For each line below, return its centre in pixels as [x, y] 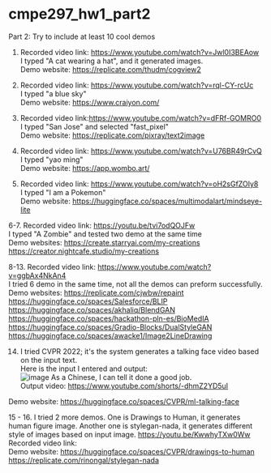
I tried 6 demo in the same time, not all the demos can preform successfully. [135, 283]
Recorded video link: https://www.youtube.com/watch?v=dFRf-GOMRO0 [141, 117]
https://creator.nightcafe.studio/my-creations [84, 251]
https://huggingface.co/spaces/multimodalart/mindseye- [167, 201]
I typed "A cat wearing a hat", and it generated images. [112, 61]
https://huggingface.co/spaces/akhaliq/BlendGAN [92, 309]
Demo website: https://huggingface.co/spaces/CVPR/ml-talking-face [124, 401]
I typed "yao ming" [52, 160]
